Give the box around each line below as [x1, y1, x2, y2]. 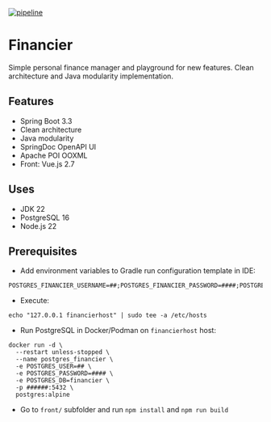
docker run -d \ [8, 341, 63, 349]
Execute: [19, 296, 50, 306]
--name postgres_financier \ [15, 356, 114, 364]
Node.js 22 [19, 221, 57, 230]
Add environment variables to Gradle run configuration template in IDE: [19, 266, 256, 276]
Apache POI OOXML [19, 150, 88, 160]
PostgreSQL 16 [19, 213, 70, 222]
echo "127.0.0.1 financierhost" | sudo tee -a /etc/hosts [8, 311, 207, 319]
